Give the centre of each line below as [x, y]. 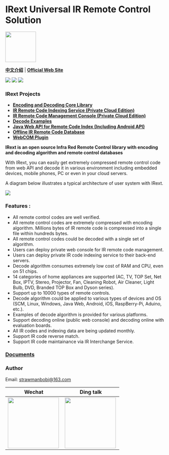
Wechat [34, 392]
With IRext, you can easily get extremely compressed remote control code [83, 163]
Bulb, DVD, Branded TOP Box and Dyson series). [63, 287]
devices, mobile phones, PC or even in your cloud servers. [67, 174]
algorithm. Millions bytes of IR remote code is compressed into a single [87, 228]
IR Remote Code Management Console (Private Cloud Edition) [79, 116]
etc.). [18, 309]
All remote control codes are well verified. [57, 217]
